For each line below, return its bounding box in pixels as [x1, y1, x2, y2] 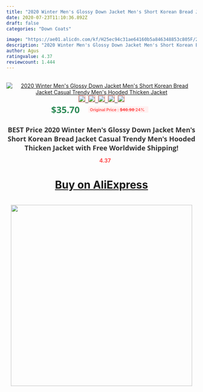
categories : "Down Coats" [6, 25, 71, 32]
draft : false [6, 20, 39, 26]
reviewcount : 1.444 [6, 59, 56, 65]
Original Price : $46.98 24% [89, 106, 145, 112]
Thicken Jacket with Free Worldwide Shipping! [24, 143, 179, 153]
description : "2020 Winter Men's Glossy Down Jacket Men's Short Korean [6, 42, 193, 48]
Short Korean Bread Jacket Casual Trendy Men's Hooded [7, 133, 196, 144]
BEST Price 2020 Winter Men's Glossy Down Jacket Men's [7, 124, 196, 135]
